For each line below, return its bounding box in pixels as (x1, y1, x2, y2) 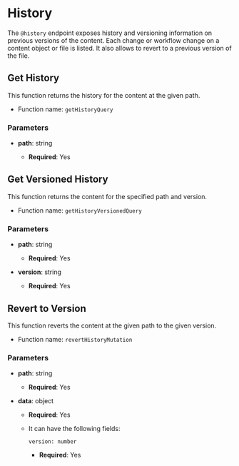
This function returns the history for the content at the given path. (7, 91, 200, 99)
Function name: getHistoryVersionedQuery (17, 206, 143, 215)
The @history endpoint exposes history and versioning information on (7, 29, 213, 37)
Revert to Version (7, 302, 87, 315)
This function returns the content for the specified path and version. (7, 192, 208, 201)
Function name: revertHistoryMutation (17, 335, 133, 343)
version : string (17, 268, 62, 276)
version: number (28, 438, 77, 445)
